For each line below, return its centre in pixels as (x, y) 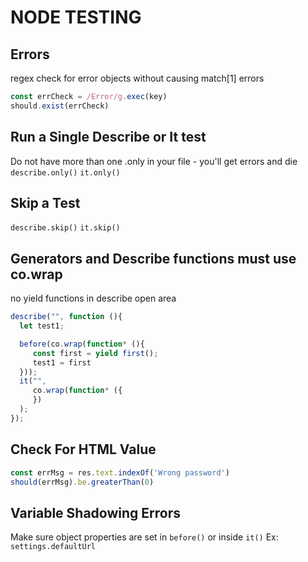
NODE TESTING (76, 17)
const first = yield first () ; (95, 353)
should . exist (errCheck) (60, 106)
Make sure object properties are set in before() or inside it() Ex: (144, 537)
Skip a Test (45, 202)
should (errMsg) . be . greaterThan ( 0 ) (82, 482)
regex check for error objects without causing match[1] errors (137, 78)
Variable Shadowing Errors (95, 512)
